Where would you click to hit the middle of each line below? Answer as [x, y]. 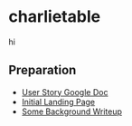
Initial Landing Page [58, 102]
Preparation [42, 70]
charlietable [55, 17]
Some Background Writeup [72, 111]
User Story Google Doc [65, 92]
